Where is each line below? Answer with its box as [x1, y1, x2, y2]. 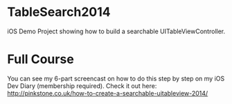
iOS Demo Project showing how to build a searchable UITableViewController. [7, 27, 226, 35]
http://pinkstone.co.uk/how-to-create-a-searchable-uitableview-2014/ [7, 89, 208, 97]
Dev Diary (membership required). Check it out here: [7, 81, 157, 90]
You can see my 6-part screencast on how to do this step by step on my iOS [7, 74, 225, 83]
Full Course [7, 51, 74, 67]
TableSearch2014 [7, 4, 111, 20]
